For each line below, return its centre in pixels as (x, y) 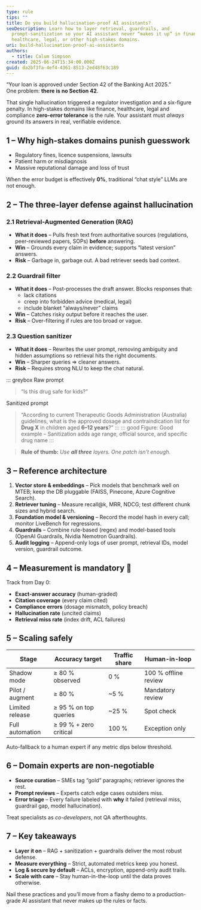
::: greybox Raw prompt (35, 380)
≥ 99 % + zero (74, 725)
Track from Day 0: (28, 582)
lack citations (40, 295)
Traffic (123, 655)
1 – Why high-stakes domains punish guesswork (98, 141)
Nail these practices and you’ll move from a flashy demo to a (81, 894)
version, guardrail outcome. (49, 549)
